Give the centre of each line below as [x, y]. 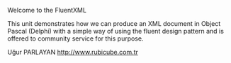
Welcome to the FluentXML [47, 10]
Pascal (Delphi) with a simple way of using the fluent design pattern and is [116, 31]
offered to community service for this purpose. [75, 38]
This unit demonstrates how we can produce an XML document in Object [114, 23]
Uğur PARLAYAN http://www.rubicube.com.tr [73, 52]
